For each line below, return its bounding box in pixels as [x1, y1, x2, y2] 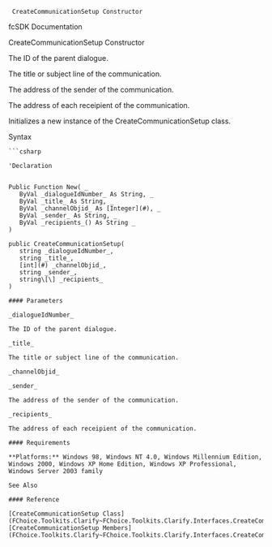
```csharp [8, 148, 42, 156]
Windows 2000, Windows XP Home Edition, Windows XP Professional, [8, 460, 237, 468]
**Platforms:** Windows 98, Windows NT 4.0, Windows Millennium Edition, [8, 453, 263, 461]
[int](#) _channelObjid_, [19, 261, 107, 269]
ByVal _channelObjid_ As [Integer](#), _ [19, 205, 161, 213]
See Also [8, 481, 38, 489]
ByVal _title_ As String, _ [19, 197, 114, 205]
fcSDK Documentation [8, 22, 83, 32]
